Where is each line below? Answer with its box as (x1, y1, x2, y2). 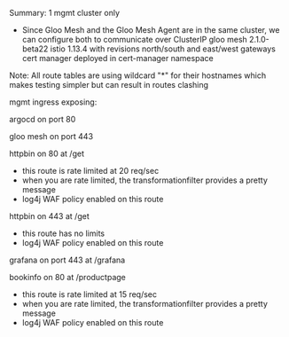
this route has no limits (21, 228, 105, 239)
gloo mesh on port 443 (9, 131, 94, 141)
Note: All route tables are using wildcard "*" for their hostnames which (9, 70, 267, 81)
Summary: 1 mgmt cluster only (9, 8, 121, 18)
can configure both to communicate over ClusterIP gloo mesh (21, 35, 248, 44)
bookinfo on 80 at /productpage (9, 272, 127, 282)
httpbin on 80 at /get (9, 148, 84, 159)
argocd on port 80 (9, 114, 76, 124)
